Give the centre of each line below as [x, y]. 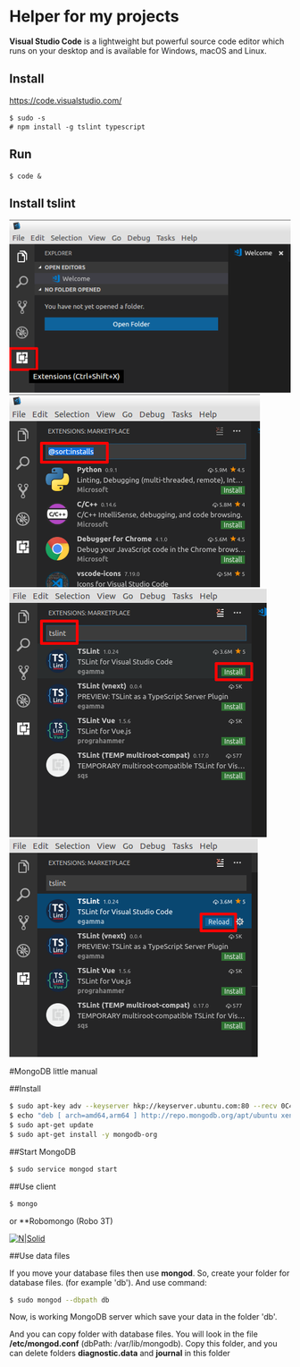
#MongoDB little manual [54, 1072]
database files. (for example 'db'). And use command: [108, 1282]
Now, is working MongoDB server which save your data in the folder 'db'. [143, 1317]
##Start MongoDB [42, 1151]
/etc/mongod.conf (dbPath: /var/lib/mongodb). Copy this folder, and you [144, 1344]
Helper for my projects [94, 17]
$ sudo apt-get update [51, 1125]
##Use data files [40, 1255]
